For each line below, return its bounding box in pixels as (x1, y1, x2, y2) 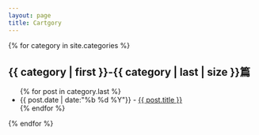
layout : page (8, 11, 51, 20)
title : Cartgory (8, 19, 62, 27)
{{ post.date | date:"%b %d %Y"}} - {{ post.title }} (19, 96, 183, 105)
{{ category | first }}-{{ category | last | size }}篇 (8, 65, 251, 79)
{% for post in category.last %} (19, 87, 121, 96)
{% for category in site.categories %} (8, 40, 131, 50)
